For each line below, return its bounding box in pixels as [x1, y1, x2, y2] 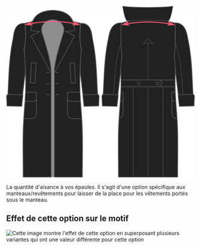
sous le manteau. [6, 196, 49, 203]
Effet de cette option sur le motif [6, 214, 129, 224]
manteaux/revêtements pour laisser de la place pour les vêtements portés [6, 190, 188, 197]
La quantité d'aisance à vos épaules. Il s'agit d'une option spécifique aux [6, 183, 185, 190]
